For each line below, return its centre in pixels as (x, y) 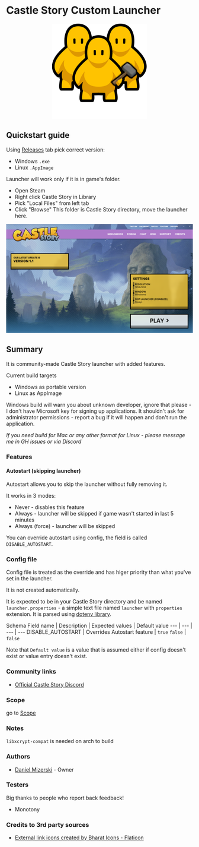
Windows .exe (32, 161)
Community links (31, 672)
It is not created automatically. (43, 590)
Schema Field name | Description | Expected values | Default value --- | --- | (99, 626)
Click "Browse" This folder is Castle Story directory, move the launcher (101, 209)
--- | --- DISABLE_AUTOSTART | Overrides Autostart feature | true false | (96, 632)
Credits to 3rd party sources (48, 824)
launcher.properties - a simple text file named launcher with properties (94, 608)
